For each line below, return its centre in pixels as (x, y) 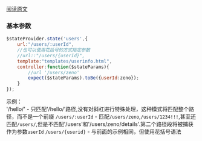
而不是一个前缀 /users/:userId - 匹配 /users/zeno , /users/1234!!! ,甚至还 (106, 117)
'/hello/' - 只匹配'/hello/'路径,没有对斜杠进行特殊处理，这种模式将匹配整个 (98, 109)
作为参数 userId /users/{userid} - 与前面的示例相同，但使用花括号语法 (94, 132)
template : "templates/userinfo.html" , (65, 61)
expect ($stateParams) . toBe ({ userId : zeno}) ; (83, 78)
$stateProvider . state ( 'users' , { (47, 39)
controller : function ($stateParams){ (64, 67)
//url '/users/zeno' (54, 72)
